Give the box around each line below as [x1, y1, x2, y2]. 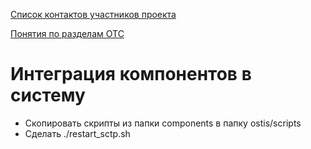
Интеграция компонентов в [10, 63, 252, 86]
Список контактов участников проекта [10, 9, 177, 20]
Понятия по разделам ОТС [10, 28, 125, 39]
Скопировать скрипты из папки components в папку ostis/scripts [24, 117, 302, 129]
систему [10, 84, 86, 107]
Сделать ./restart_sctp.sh [24, 127, 131, 139]
